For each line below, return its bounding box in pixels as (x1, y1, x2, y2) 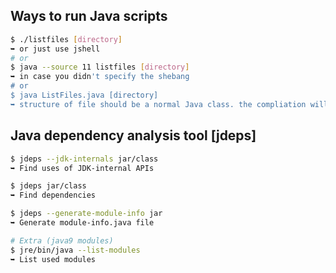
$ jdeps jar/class (10, 181, 87, 191)
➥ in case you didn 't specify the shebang (10, 72, 190, 82)
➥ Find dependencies (10, 190, 97, 201)
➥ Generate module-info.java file (10, 218, 155, 228)
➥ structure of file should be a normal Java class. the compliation (10, 99, 307, 109)
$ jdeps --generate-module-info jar (10, 209, 163, 219)
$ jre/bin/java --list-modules (10, 245, 141, 255)
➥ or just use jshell (10, 44, 101, 54)
